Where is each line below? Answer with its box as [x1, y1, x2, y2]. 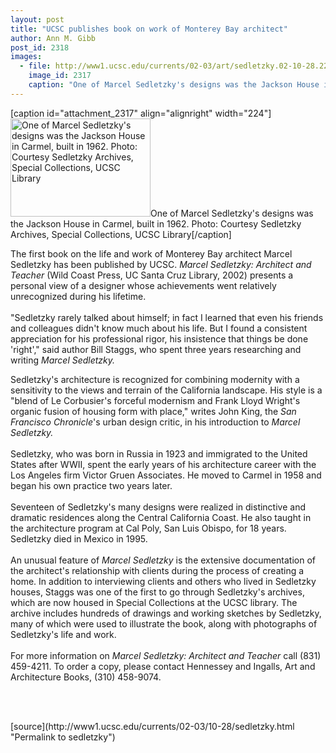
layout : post [10, 14, 65, 25]
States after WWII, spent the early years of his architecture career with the [10, 458, 317, 470]
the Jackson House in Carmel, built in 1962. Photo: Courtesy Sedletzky [10, 217, 302, 230]
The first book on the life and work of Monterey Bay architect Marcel [10, 247, 293, 260]
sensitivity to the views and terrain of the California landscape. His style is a [10, 384, 323, 396]
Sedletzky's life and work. [10, 628, 117, 640]
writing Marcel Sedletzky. [10, 354, 116, 366]
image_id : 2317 [28, 71, 92, 81]
